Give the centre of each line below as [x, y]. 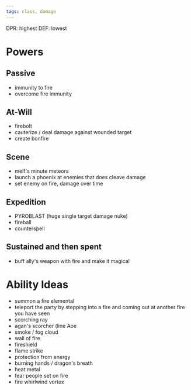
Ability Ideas [37, 285]
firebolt [23, 126]
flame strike [29, 350]
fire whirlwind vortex [39, 382]
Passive [21, 73]
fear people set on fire [41, 375]
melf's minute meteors [41, 171]
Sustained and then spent [54, 247]
